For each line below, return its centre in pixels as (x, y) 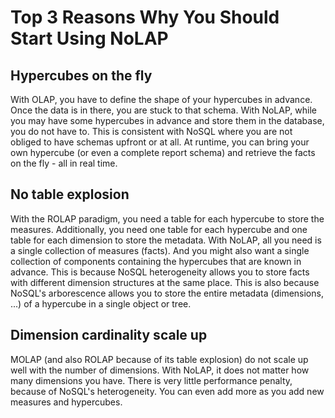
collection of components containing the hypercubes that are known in (156, 261)
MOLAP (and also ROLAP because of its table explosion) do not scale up (159, 359)
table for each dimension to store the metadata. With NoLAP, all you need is (166, 240)
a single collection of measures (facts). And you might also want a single (160, 250)
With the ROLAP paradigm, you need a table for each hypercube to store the (167, 218)
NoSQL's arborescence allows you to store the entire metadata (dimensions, (167, 293)
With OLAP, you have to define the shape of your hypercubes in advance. (161, 99)
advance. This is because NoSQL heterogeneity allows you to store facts (160, 272)
